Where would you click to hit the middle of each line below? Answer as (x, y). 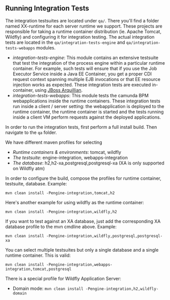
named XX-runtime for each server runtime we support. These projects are (84, 26)
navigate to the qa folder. (31, 132)
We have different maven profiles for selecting (54, 142)
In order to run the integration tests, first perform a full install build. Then (81, 127)
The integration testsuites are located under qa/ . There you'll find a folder (82, 20)
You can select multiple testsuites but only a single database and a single (82, 250)
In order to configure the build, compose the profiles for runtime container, (83, 178)
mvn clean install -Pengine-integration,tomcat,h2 (60, 193)
